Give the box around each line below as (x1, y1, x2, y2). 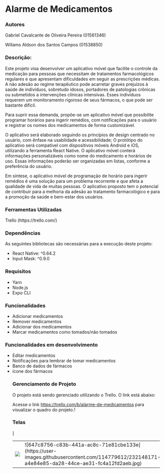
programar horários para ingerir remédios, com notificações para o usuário (5, 117, 157, 123)
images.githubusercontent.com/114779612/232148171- (24, 453, 161, 460)
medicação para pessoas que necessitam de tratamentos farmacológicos (5, 71, 154, 77)
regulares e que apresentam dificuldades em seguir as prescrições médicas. (5, 76, 160, 82)
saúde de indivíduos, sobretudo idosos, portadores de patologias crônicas (5, 86, 156, 92)
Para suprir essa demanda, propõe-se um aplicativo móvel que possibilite (5, 112, 154, 118)
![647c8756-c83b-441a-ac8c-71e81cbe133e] (24, 441, 141, 448)
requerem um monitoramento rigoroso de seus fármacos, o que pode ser (5, 97, 153, 103)
